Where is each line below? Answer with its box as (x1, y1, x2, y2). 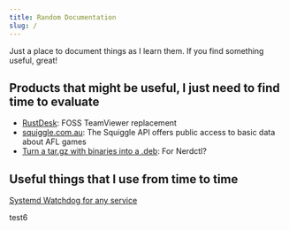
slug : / (9, 21, 38, 30)
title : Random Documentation (9, 12, 117, 22)
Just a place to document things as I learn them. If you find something (9, 45, 264, 56)
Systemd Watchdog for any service (9, 195, 138, 206)
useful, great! (9, 55, 58, 65)
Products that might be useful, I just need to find (9, 80, 280, 96)
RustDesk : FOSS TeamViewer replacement (21, 118, 177, 128)
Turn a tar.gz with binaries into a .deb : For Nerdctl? (21, 146, 208, 157)
